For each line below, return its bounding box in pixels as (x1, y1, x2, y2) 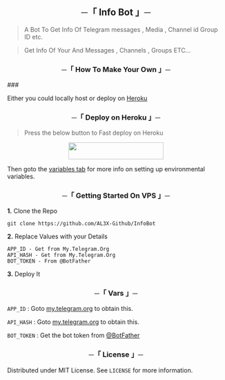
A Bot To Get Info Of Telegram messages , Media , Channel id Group (23, 25, 219, 33)
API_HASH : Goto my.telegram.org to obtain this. (7, 318, 139, 326)
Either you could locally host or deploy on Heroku (7, 94, 148, 102)
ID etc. (23, 32, 43, 41)
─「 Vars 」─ (94, 289, 138, 298)
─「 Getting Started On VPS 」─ (61, 191, 170, 200)
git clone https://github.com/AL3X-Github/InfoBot (7, 220, 156, 227)
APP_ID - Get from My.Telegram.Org (7, 246, 110, 253)
